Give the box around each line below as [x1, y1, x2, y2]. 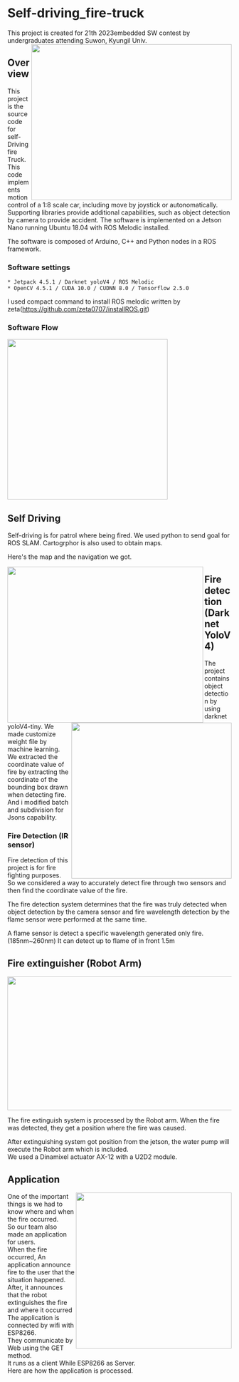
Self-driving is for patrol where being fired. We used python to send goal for [7, 531, 230, 540]
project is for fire [7, 864, 56, 872]
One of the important [7, 1192, 69, 1201]
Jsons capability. [7, 813, 57, 822]
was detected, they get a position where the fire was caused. [7, 1124, 186, 1133]
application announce [7, 1260, 71, 1269]
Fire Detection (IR [7, 831, 69, 841]
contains [204, 674, 230, 682]
